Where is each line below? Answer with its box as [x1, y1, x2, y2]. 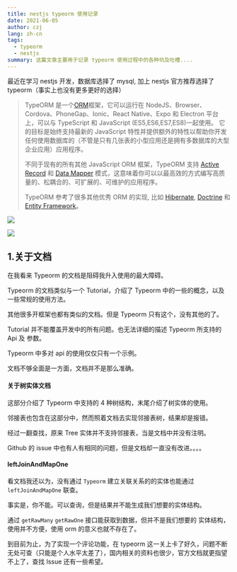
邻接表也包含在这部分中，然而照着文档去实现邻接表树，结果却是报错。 [7, 413, 212, 422]
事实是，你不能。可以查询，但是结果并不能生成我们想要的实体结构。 [7, 500, 206, 509]
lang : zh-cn [7, 30, 42, 38]
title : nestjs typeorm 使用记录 [7, 10, 99, 18]
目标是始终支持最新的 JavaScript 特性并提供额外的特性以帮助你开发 [30, 127, 227, 135]
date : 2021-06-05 [7, 17, 59, 24]
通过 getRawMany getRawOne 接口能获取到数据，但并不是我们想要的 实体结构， [7, 515, 230, 524]
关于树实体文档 [7, 382, 51, 390]
